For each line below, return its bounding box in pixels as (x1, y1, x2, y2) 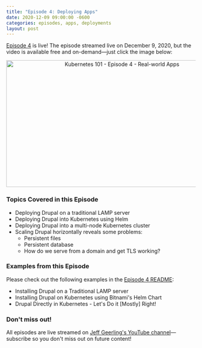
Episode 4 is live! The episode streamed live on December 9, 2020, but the (6, 42, 191, 49)
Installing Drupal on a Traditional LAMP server (14, 287, 129, 295)
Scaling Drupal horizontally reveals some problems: (14, 228, 143, 235)
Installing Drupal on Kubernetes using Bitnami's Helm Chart (14, 293, 162, 301)
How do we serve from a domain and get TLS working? (23, 247, 161, 254)
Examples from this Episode (6, 262, 90, 271)
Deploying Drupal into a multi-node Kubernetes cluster (14, 221, 150, 229)
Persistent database (23, 241, 74, 248)
